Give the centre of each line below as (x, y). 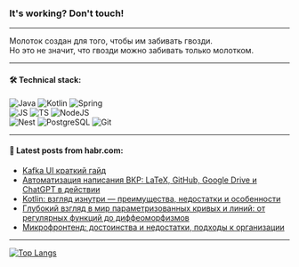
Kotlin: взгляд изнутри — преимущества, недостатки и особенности (151, 198)
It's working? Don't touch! (67, 13)
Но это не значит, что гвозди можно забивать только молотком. (132, 51)
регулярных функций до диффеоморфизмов (105, 217)
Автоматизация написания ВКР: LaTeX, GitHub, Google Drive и (139, 180)
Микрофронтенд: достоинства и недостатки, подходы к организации (153, 227)
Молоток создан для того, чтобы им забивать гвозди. (111, 41)
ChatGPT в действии (61, 189)
